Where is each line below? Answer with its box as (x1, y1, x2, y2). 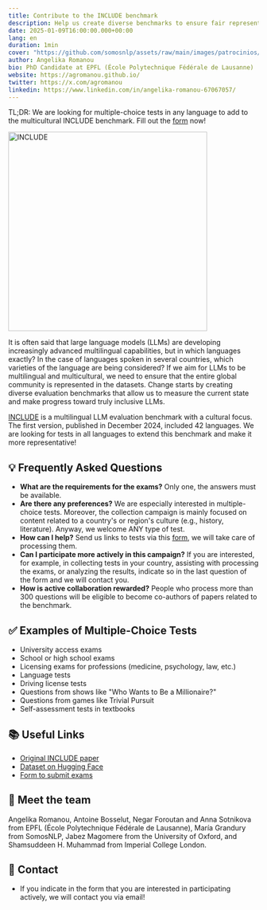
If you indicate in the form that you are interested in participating (19, 884, 231, 893)
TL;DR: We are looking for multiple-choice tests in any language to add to (8, 108, 249, 117)
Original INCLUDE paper (19, 753, 99, 763)
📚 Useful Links (8, 728, 85, 742)
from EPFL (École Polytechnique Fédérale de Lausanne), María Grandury (8, 822, 246, 833)
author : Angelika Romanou (8, 57, 94, 65)
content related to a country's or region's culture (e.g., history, (19, 516, 224, 526)
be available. (19, 491, 62, 500)
